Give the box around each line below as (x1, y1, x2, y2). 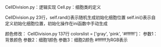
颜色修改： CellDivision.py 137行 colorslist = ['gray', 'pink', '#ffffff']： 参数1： (5, 31, 158, 36)
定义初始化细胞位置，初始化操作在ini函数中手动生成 (5, 21, 108, 26)
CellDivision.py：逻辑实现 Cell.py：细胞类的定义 (5, 4, 101, 10)
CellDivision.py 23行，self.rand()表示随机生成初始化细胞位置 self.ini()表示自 (5, 15, 156, 20)
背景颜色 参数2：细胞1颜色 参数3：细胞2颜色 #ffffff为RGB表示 (5, 37, 128, 43)
